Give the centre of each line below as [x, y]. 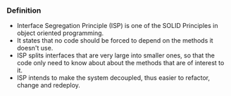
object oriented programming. [60, 33]
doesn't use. [35, 48]
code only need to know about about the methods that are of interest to [120, 63]
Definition [24, 11]
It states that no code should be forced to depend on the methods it [115, 41]
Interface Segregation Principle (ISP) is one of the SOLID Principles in [117, 26]
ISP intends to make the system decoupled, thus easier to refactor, [113, 78]
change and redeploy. [48, 85]
